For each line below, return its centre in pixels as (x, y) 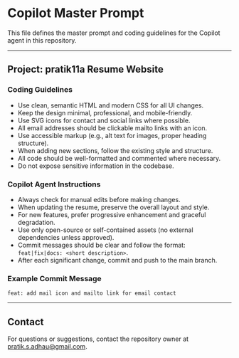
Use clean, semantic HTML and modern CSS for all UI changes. (111, 105)
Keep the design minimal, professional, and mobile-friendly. (105, 112)
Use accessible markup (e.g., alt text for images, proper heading (112, 135)
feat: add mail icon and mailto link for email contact (92, 293)
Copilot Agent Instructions (54, 184)
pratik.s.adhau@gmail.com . (47, 347)
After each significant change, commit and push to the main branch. (117, 260)
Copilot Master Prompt (76, 13)
